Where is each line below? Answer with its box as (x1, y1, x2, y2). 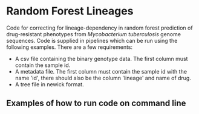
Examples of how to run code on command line (6, 98, 186, 109)
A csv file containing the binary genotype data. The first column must (15, 55, 188, 62)
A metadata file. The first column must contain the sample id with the (15, 68, 188, 75)
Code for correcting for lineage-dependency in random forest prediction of (6, 24, 193, 31)
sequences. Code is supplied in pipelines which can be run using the (6, 37, 178, 44)
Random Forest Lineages (6, 4, 134, 18)
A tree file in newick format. (15, 80, 84, 88)
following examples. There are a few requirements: (6, 43, 133, 51)
